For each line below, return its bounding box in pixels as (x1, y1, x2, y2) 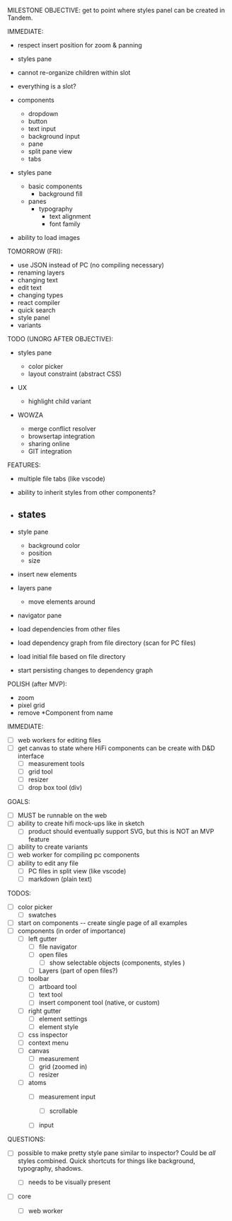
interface (17, 752, 45, 760)
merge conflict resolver (28, 425, 97, 432)
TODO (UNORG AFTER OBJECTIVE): (7, 335, 114, 343)
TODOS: (7, 888, 32, 898)
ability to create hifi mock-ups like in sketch (17, 819, 145, 827)
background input (28, 132, 80, 140)
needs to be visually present (28, 1178, 111, 1186)
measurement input (38, 1093, 95, 1101)
